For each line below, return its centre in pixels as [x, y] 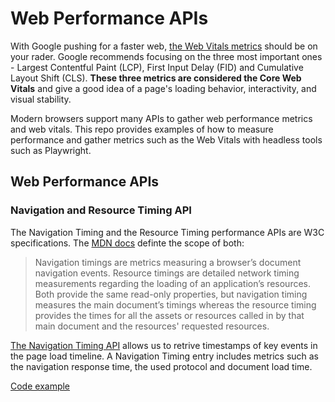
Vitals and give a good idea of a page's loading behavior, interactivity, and [163, 88]
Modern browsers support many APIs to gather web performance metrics [161, 118]
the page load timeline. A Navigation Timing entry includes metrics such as [165, 356]
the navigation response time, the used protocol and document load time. [161, 366]
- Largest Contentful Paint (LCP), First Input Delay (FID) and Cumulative [157, 67]
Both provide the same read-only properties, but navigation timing [171, 294]
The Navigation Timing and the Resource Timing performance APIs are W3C [167, 232]
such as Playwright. [51, 150]
